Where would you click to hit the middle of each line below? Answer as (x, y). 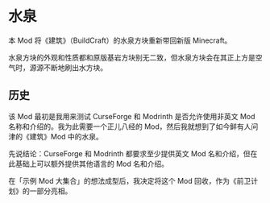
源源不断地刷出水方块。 (68, 67)
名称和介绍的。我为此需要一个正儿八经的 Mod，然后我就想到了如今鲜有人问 (133, 126)
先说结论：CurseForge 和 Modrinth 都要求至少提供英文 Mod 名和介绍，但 (130, 153)
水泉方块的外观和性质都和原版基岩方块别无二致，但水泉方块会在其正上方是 (132, 57)
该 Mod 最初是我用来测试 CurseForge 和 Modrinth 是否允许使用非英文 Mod (132, 116)
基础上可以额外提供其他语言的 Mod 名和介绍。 (92, 164)
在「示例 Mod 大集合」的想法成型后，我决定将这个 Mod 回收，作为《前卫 (130, 180)
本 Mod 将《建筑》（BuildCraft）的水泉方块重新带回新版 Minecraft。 (120, 40)
